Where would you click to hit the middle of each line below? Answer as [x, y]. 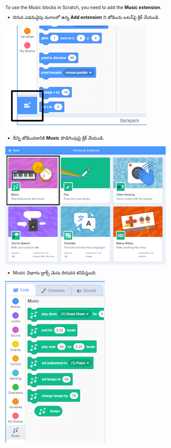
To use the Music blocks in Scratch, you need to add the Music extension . [83, 7]
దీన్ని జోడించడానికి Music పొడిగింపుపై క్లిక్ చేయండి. [58, 138]
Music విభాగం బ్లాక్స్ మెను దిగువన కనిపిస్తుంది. [54, 273]
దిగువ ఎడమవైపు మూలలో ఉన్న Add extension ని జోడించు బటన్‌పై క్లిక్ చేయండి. [86, 17]
